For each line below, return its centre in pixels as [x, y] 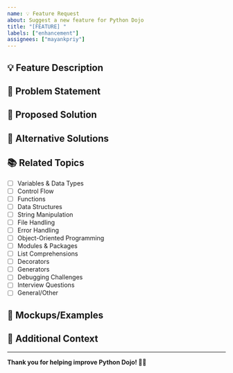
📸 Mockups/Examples [55, 315]
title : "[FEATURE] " [37, 26]
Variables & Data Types [51, 183]
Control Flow [35, 191]
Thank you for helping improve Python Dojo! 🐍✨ [77, 362]
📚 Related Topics [46, 163]
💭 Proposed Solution [52, 115]
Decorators [33, 262]
